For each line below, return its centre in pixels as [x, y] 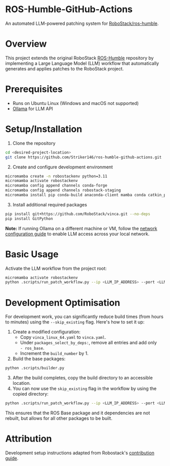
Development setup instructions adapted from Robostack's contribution [80, 453]
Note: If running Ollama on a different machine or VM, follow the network [81, 228]
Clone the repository [34, 143]
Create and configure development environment [62, 167]
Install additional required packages [50, 204]
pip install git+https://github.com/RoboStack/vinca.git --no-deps [78, 214]
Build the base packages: [39, 359]
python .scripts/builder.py [35, 368]
